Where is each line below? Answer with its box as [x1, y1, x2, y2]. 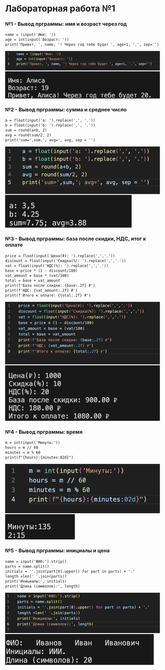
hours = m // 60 [5, 445, 38, 450]
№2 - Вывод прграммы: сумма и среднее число [5, 106, 127, 113]
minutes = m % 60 [5, 450, 41, 455]
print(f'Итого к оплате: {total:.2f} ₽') [5, 293, 91, 298]
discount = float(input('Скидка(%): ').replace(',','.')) [5, 258, 126, 263]
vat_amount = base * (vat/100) [5, 273, 69, 278]
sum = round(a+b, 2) [5, 128, 48, 133]
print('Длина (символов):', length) [5, 584, 80, 589]
